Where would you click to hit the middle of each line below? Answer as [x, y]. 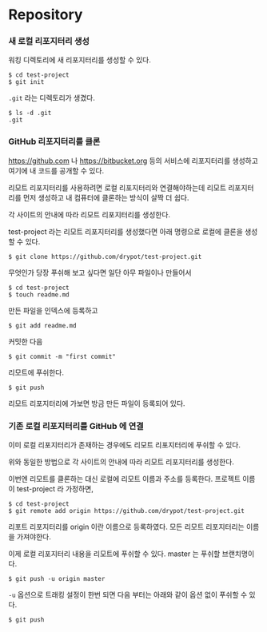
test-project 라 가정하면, [55, 489]
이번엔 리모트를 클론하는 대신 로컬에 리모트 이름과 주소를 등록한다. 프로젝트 [125, 479]
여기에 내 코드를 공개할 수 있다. [56, 170]
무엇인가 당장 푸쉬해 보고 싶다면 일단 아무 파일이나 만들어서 [100, 272]
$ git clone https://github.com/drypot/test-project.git [105, 256]
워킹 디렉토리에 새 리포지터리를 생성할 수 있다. [80, 60]
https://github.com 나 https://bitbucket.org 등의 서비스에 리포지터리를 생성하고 [133, 161]
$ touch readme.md [39, 294]
